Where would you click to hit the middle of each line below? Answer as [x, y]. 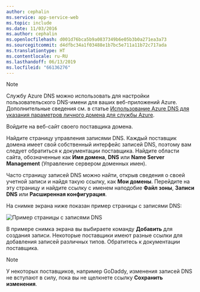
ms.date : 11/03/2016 [32, 28]
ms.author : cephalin [32, 34]
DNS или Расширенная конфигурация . [57, 194]
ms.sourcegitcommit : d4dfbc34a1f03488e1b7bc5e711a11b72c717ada [87, 45]
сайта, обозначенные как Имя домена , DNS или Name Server [85, 157]
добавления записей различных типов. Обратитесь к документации [93, 242]
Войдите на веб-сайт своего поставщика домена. [70, 127]
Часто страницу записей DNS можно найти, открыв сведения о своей [96, 175]
